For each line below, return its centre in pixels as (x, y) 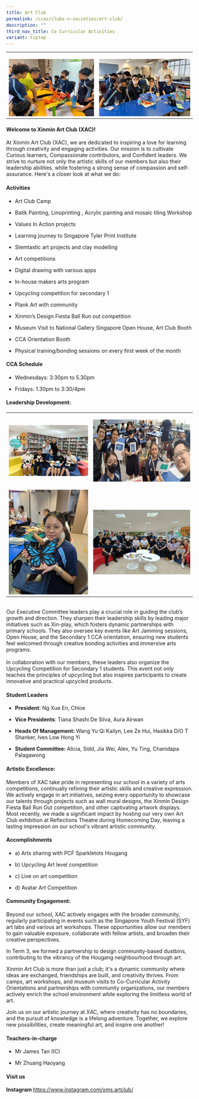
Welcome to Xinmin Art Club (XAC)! (51, 129)
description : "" (26, 25)
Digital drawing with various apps (55, 270)
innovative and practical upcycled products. (60, 681)
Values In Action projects (45, 224)
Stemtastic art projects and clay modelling (66, 247)
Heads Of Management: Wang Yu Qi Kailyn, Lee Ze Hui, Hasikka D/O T (101, 731)
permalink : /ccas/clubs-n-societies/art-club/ (65, 19)
